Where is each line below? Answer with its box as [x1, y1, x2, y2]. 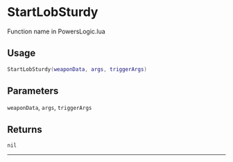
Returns [7, 123, 43, 136]
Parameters [7, 85, 59, 97]
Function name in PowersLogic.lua [7, 27, 105, 35]
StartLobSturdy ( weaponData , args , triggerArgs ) [7, 65, 148, 73]
